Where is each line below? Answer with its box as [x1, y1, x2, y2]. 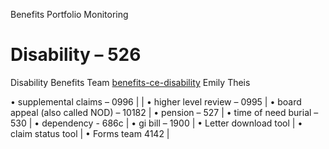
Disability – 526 [10, 44, 142, 66]
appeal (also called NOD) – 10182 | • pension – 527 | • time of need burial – [10, 106, 319, 118]
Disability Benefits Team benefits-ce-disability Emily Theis [10, 76, 251, 88]
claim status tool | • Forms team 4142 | [10, 127, 170, 139]
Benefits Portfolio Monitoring [10, 9, 129, 20]
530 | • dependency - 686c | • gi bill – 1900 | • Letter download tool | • [10, 117, 303, 129]
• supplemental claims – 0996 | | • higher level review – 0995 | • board [10, 95, 302, 108]
